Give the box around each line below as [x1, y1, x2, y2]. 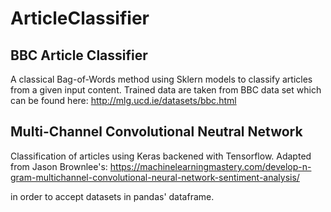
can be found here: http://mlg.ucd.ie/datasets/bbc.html [10, 95, 237, 106]
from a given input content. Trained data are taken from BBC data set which [10, 84, 322, 96]
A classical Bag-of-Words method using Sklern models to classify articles [10, 73, 313, 85]
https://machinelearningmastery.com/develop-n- [109, 160, 312, 172]
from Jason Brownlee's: [10, 160, 108, 172]
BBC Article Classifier [10, 47, 148, 64]
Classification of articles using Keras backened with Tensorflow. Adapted [10, 150, 312, 162]
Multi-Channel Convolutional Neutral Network [10, 123, 303, 141]
